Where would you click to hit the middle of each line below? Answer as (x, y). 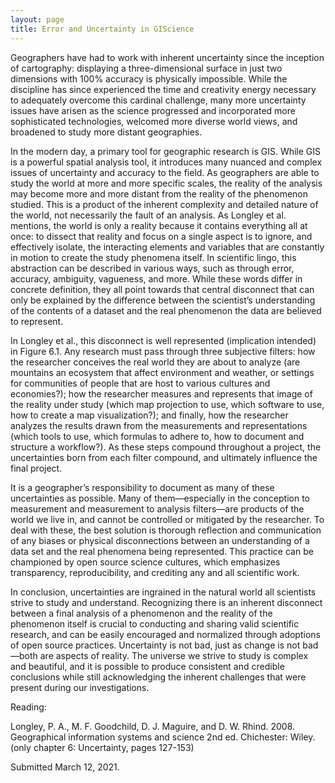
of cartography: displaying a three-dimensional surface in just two (146, 68)
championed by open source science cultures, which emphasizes (145, 562)
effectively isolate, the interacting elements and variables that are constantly (167, 247)
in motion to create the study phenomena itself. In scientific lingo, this (153, 257)
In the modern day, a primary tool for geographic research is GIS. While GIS (166, 151)
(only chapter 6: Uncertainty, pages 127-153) (102, 747)
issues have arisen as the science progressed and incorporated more (153, 110)
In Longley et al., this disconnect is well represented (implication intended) (163, 340)
